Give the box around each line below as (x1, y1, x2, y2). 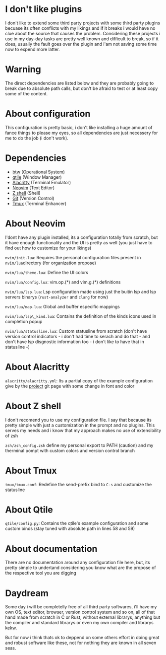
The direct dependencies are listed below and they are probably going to (5, 80, 154, 86)
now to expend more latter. (5, 46, 60, 52)
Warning (5, 64, 41, 75)
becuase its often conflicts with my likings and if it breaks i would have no (5, 25, 156, 31)
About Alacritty (5, 361, 70, 372)
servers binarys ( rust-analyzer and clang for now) (5, 294, 109, 300)
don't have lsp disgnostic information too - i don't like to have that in (5, 339, 145, 345)
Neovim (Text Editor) (12, 185, 55, 191)
